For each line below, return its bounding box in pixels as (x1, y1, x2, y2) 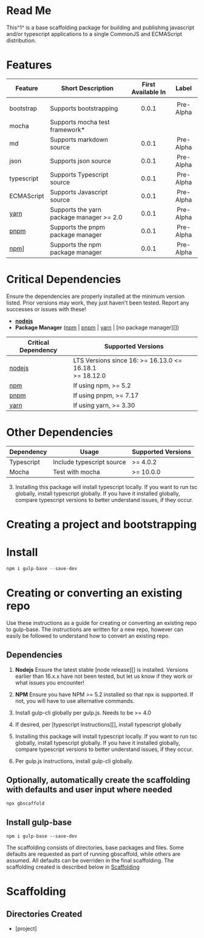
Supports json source (50, 157, 111, 165)
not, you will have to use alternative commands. (15, 697, 135, 704)
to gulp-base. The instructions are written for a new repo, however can (6, 626, 183, 633)
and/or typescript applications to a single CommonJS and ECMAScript (6, 30, 182, 37)
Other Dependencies (6, 426, 114, 439)
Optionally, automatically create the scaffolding (6, 775, 191, 785)
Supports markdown (50, 135, 108, 144)
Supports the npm (50, 240, 101, 249)
